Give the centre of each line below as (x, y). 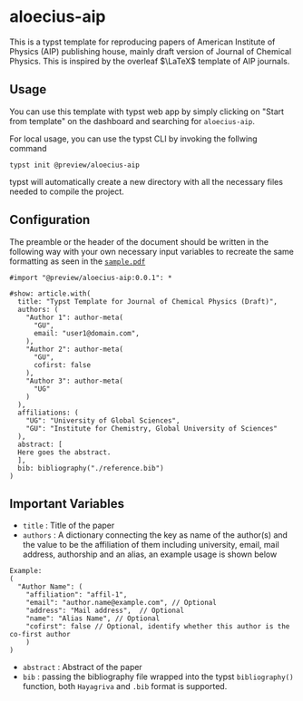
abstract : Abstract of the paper (82, 667)
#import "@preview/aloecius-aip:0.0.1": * (91, 277)
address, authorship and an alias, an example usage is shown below (150, 554)
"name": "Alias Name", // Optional (93, 618)
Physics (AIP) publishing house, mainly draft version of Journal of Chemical (151, 51)
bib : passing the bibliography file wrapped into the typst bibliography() (158, 677)
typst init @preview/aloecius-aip (75, 165)
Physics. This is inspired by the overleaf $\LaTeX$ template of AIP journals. (150, 61)
